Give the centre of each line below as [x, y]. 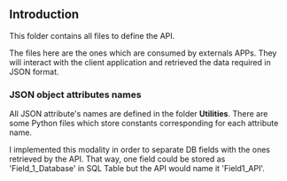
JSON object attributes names [75, 94]
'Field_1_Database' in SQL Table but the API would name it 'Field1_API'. [137, 169]
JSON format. [34, 72]
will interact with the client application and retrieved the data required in [140, 62]
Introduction [44, 15]
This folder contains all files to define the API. [92, 35]
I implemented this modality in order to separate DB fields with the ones [140, 150]
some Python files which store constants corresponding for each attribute [144, 124]
